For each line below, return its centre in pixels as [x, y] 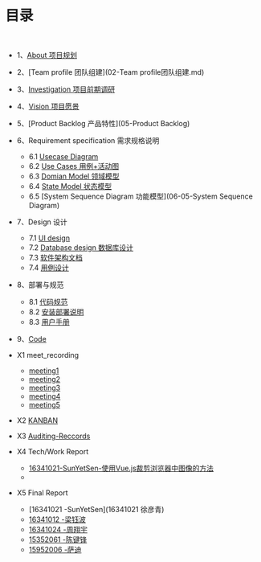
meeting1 [44, 371]
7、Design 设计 [42, 222]
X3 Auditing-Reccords [53, 436]
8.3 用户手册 [49, 322]
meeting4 [45, 396]
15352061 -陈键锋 [58, 539]
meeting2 [45, 379]
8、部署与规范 [40, 285]
